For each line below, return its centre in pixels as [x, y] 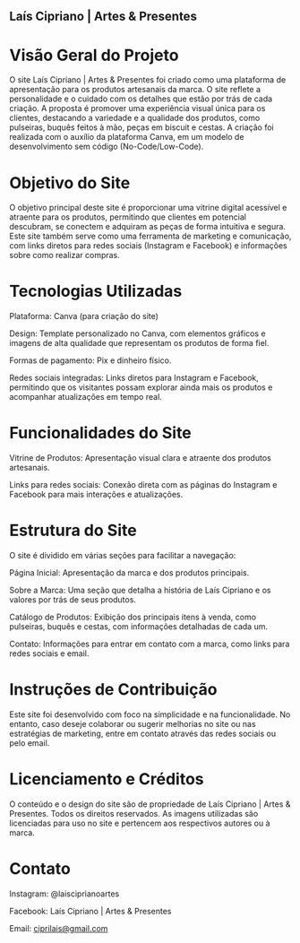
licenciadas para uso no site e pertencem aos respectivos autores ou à [140, 823]
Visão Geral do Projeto [94, 55]
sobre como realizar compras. [65, 255]
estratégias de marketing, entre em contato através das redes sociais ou [143, 734]
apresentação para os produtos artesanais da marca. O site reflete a [135, 90]
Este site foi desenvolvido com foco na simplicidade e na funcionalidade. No [150, 714]
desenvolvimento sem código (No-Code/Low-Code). [107, 147]
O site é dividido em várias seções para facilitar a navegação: [123, 556]
